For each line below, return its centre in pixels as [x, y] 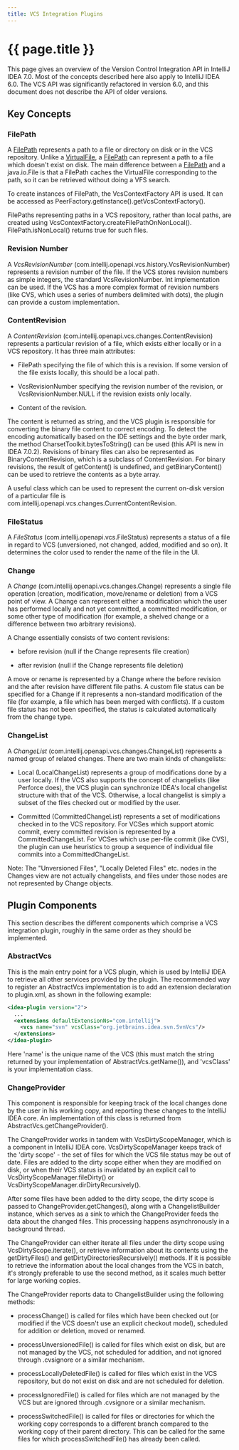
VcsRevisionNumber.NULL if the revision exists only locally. [105, 394]
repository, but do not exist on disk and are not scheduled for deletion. [121, 1381]
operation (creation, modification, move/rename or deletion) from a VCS [113, 594]
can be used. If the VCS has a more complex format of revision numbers [113, 287]
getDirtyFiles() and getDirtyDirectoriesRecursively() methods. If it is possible [119, 1258]
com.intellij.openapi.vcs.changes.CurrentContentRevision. [92, 503]
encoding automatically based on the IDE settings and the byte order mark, [117, 436]
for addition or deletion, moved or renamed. [81, 1331]
